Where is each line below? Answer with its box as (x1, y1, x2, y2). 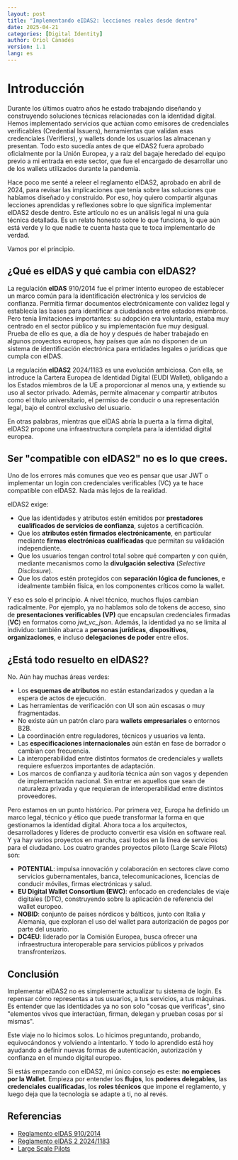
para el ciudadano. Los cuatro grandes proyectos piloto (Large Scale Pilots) (7, 844, 228, 852)
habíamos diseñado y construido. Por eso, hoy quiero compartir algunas (7, 193, 218, 201)
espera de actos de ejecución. (17, 694, 106, 702)
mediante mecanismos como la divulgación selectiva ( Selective (17, 559, 205, 568)
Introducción (7, 81, 85, 96)
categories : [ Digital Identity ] (7, 30, 103, 38)
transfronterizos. (17, 948, 67, 956)
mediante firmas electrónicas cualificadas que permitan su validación (17, 536, 225, 545)
